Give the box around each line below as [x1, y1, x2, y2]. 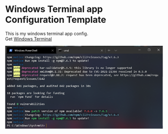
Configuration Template [5, 14, 106, 25]
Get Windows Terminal [5, 36, 52, 42]
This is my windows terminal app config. [5, 30, 88, 36]
